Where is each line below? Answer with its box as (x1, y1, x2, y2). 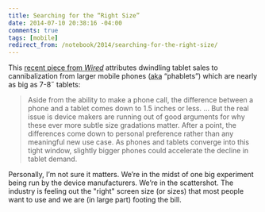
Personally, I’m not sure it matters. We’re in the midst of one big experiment (8, 170, 254, 179)
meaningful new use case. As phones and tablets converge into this (27, 137, 250, 147)
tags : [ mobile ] (8, 33, 59, 42)
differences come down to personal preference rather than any (27, 129, 234, 139)
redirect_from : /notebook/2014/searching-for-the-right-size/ (8, 41, 218, 49)
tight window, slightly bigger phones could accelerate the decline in (27, 146, 249, 156)
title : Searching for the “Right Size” (8, 11, 140, 20)
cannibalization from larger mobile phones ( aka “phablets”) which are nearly (8, 71, 258, 81)
